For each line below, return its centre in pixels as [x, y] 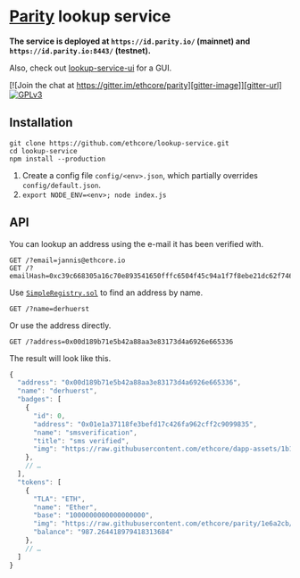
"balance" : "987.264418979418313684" [103, 533]
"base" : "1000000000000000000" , [93, 516]
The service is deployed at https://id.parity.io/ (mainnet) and [130, 41]
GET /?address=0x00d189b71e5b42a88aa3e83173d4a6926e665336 [121, 342]
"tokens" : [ [40, 482]
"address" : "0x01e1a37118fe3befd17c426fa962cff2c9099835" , [145, 424]
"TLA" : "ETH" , [59, 499]
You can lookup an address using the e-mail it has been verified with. [137, 244]
